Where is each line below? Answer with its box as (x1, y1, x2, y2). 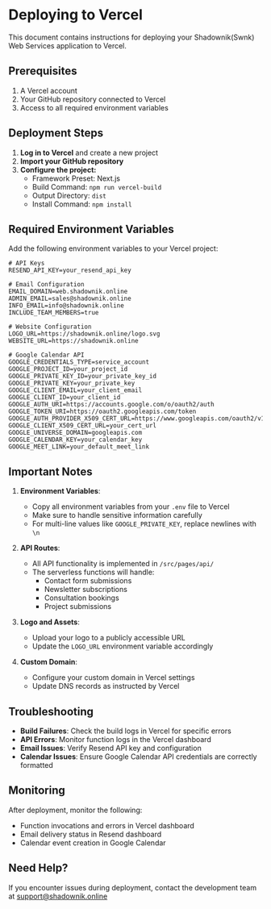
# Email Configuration (8, 281, 85, 289)
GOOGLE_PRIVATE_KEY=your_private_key (8, 379, 135, 388)
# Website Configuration (8, 323, 92, 331)
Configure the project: (19, 165, 97, 174)
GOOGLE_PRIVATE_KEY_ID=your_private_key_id (8, 373, 157, 381)
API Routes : (19, 543, 60, 553)
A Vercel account (19, 85, 78, 95)
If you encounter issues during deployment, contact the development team (8, 882, 256, 892)
